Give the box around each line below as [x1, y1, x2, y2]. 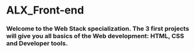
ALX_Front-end [6, 4, 84, 17]
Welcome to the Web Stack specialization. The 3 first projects [6, 25, 190, 33]
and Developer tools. [6, 39, 68, 48]
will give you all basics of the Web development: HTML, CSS [6, 32, 184, 40]
